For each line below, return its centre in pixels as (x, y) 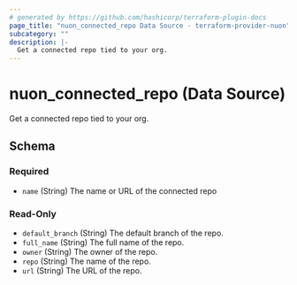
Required (29, 172)
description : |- (39, 42)
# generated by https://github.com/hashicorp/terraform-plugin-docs (138, 17)
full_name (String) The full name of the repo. (103, 243)
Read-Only (33, 213)
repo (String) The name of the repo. (87, 261)
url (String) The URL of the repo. (82, 271)
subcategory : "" (39, 34)
